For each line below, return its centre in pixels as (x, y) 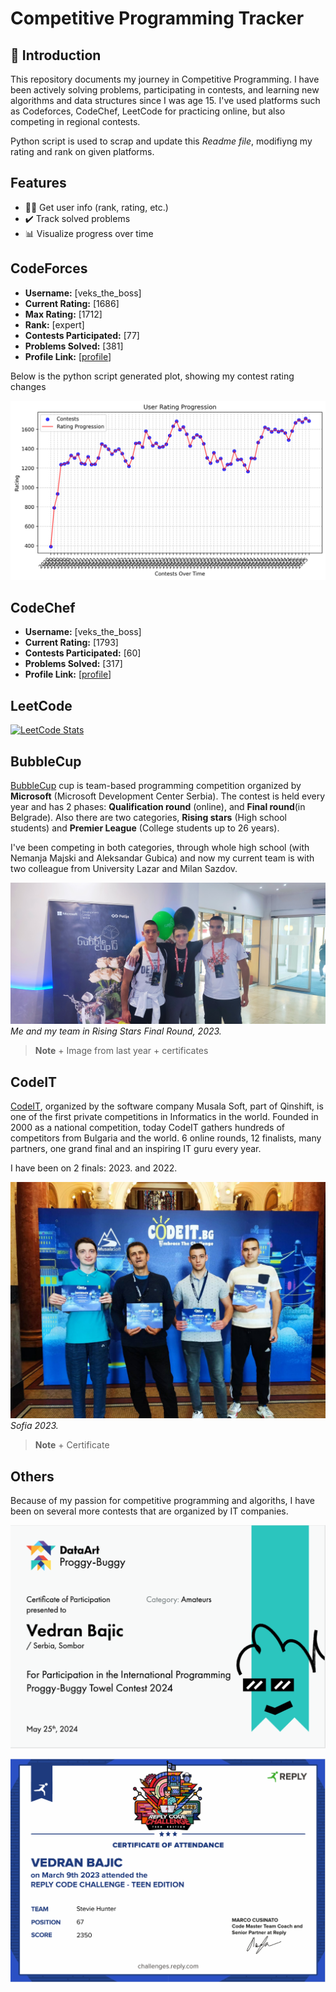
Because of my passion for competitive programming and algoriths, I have (162, 1501)
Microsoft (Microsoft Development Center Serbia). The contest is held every (168, 796)
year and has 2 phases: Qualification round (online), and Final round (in (158, 806)
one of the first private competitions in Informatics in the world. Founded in (164, 1117)
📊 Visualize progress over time (89, 233)
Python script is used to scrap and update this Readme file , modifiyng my (161, 141)
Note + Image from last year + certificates (121, 1051)
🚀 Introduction (56, 55)
